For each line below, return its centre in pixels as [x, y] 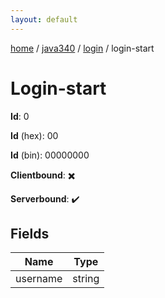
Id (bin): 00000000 [50, 155]
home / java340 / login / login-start [82, 48]
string [86, 279]
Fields [30, 233]
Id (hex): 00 [34, 135]
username [39, 279]
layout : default [44, 19]
